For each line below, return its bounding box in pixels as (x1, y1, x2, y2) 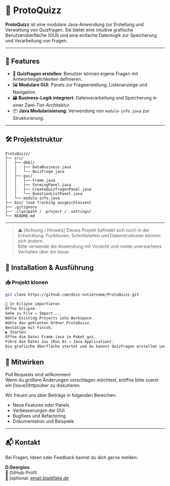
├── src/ (5, 155, 24, 160)
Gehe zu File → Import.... (5, 311, 62, 316)
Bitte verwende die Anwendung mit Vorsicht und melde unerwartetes (17, 243, 162, 249)
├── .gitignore (5, 204, 37, 210)
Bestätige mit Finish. (5, 325, 53, 330)
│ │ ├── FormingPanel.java (5, 182, 71, 187)
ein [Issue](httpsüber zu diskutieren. (5, 382, 81, 388)
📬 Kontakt (5, 438, 40, 447)
